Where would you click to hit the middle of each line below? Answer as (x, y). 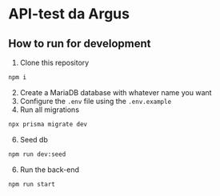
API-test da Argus (69, 14)
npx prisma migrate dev (48, 124)
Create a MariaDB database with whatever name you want (116, 92)
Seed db (34, 139)
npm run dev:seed (37, 154)
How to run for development (80, 44)
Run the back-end (50, 170)
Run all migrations (50, 110)
